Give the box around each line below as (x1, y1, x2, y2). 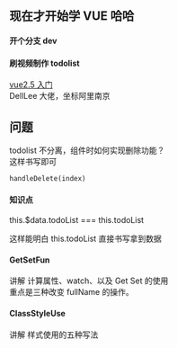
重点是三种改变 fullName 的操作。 (9, 287, 134, 298)
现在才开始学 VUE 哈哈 (9, 8, 135, 24)
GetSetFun (9, 254, 50, 265)
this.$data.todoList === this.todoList (9, 215, 145, 226)
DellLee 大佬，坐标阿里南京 (9, 91, 111, 102)
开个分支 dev (9, 35, 58, 46)
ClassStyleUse (9, 308, 66, 318)
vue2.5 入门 (9, 79, 53, 90)
